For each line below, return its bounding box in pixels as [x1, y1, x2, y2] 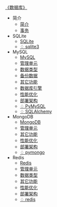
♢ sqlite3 [19, 44, 39, 49]
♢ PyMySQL [19, 103, 46, 109]
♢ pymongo [19, 149, 45, 155]
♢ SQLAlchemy [19, 109, 52, 114]
